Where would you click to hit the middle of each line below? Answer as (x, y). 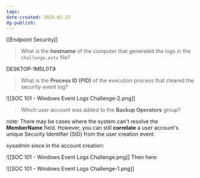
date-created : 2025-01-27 (38, 17)
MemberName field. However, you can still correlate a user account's (93, 128)
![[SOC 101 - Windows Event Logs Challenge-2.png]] (71, 98)
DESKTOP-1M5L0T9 (31, 69)
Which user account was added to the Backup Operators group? (101, 110)
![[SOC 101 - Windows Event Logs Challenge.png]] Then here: (82, 157)
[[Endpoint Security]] (32, 40)
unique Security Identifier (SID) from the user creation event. (81, 134)
